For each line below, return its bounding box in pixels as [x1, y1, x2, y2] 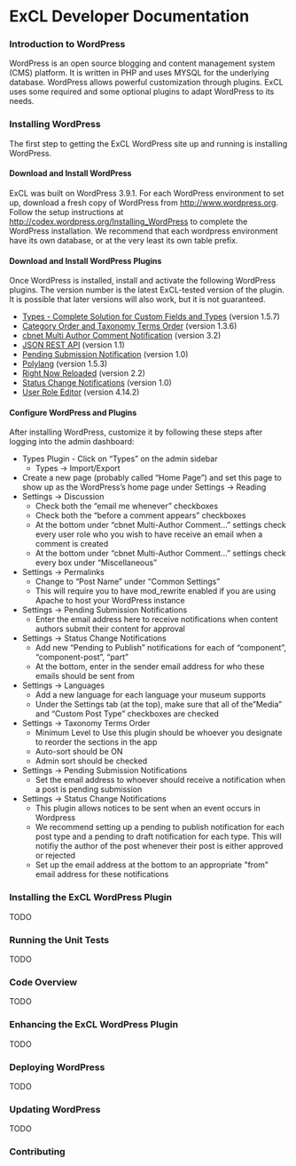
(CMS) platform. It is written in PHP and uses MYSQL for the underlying [9, 68, 269, 78]
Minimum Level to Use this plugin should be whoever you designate [35, 727, 283, 739]
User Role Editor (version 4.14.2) [21, 387, 140, 397]
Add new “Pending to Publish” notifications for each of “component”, [35, 643, 286, 653]
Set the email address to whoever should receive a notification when [35, 775, 286, 786]
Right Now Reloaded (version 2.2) [21, 368, 146, 379]
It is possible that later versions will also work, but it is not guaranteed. [9, 294, 266, 305]
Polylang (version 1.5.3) [21, 358, 108, 370]
